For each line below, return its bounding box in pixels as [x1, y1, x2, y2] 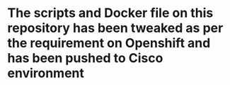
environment [7, 65, 85, 81]
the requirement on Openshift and [7, 35, 211, 51]
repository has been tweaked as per [7, 20, 224, 36]
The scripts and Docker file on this [7, 5, 214, 21]
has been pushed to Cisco [7, 50, 163, 67]
